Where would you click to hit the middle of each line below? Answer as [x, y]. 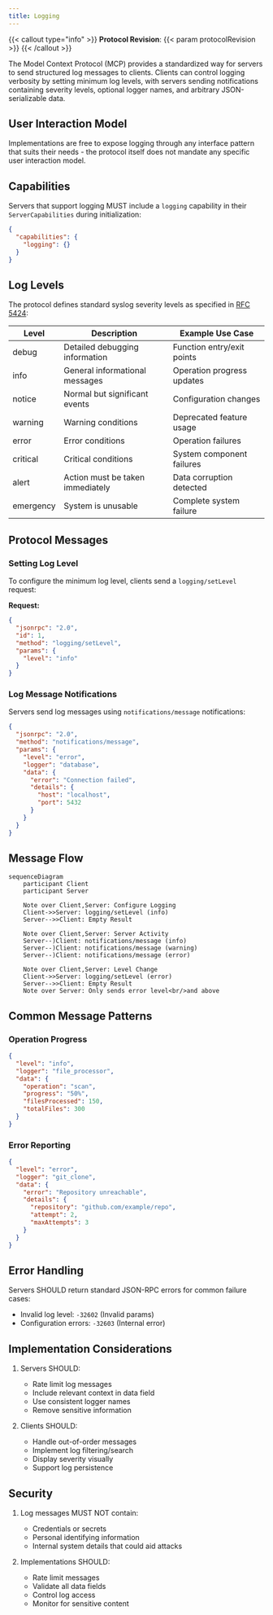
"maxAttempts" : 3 [59, 1222]
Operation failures [207, 441]
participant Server [56, 891]
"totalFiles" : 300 [54, 1109]
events [76, 404]
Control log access [64, 1595]
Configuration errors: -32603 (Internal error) [93, 1323]
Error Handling [46, 1270]
